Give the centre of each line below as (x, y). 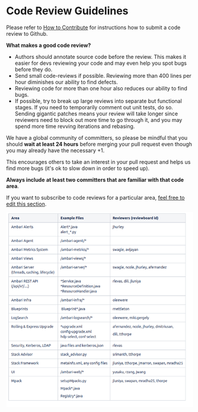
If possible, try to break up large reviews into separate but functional (98, 101)
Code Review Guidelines (67, 11)
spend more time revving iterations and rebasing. (75, 126)
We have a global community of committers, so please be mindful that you (97, 137)
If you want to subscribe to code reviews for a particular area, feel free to (95, 197)
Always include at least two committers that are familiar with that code (95, 180)
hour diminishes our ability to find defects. (66, 82)
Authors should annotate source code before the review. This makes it (100, 56)
